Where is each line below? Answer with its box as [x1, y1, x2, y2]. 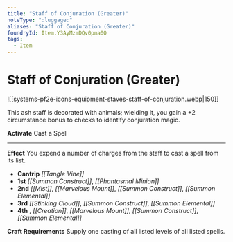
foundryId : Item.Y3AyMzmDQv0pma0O [7, 29, 107, 37]
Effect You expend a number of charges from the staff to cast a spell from [7, 149, 219, 157]
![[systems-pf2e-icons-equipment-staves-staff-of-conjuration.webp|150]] [7, 95, 219, 103]
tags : [7, 36, 23, 43]
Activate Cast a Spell [7, 129, 68, 137]
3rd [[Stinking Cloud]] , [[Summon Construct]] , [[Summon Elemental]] [17, 198, 216, 207]
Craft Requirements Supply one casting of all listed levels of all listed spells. [7, 227, 225, 235]
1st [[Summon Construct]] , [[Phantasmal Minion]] [17, 177, 159, 185]
